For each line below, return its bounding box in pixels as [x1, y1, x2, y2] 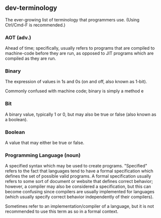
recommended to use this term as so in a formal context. [5, 209, 119, 215]
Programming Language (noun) [5, 152, 81, 159]
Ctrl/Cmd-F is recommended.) [5, 22, 66, 28]
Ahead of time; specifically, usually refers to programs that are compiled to [5, 45, 155, 51]
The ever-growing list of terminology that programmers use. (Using [5, 17, 140, 22]
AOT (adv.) [5, 34, 32, 41]
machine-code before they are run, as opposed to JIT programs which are [5, 51, 154, 56]
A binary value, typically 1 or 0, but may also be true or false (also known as [5, 111, 157, 117]
